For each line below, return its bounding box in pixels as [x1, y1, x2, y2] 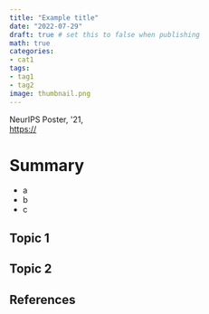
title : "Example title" [9, 13, 100, 23]
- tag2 [9, 81, 34, 90]
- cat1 [9, 55, 34, 64]
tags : [9, 64, 30, 73]
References [9, 291, 76, 308]
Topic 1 [9, 230, 50, 245]
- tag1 [9, 72, 34, 81]
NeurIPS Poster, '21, [9, 114, 84, 125]
